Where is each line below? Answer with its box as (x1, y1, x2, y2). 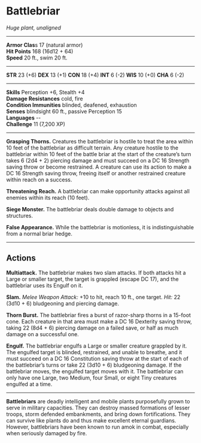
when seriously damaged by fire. (6, 429, 87, 436)
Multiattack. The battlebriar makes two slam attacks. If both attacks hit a (6, 269, 187, 276)
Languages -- (6, 114, 41, 121)
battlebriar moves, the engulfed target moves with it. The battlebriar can (6, 367, 184, 375)
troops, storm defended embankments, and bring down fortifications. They (6, 410, 191, 418)
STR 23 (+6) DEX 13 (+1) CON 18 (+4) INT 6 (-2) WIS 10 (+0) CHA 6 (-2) (6, 71, 184, 79)
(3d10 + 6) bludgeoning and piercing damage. (6, 300, 120, 307)
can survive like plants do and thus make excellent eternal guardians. (6, 417, 176, 424)
